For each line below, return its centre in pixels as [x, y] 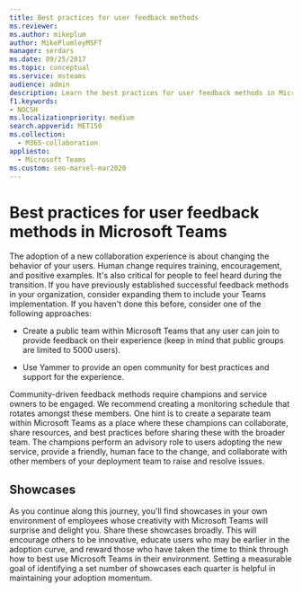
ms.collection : [38, 135]
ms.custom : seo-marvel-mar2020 [68, 168]
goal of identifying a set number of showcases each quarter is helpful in [142, 569]
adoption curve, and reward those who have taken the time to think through [149, 550]
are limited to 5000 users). [71, 350]
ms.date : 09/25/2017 [48, 59]
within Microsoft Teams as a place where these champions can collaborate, [149, 423]
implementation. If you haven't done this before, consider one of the [136, 304]
